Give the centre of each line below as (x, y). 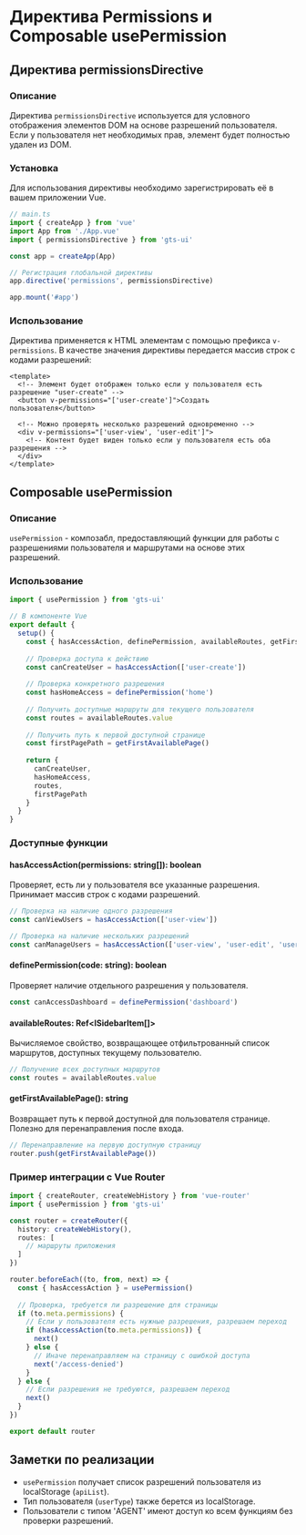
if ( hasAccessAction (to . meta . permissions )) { (114, 1330)
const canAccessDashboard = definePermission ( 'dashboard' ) (124, 1003)
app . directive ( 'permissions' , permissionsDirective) (112, 281)
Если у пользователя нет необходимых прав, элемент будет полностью (150, 135)
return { (42, 761)
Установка (34, 168)
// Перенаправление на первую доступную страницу (106, 1145)
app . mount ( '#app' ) (44, 298)
